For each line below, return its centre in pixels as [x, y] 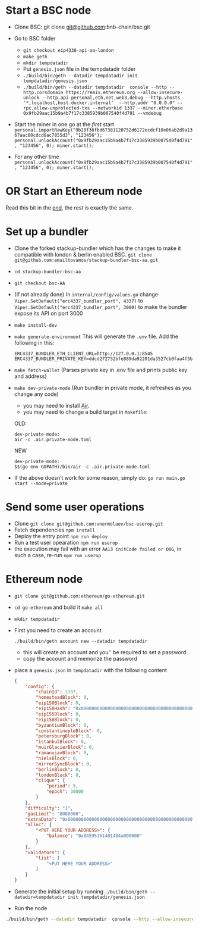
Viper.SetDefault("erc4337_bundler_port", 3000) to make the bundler [101, 307]
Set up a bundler [47, 232]
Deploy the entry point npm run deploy [61, 536]
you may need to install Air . [56, 405]
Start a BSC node [48, 10]
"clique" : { [50, 780]
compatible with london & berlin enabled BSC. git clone [83, 254]
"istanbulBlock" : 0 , [61, 742]
